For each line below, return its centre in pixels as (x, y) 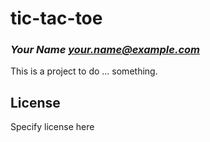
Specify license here (52, 127)
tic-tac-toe (56, 18)
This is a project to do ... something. (84, 71)
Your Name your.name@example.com (105, 50)
